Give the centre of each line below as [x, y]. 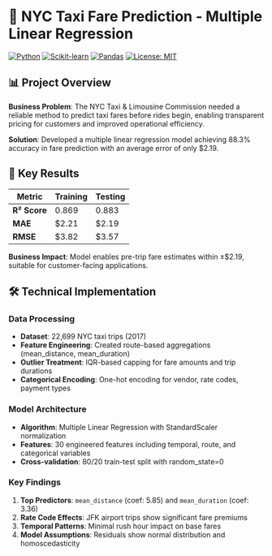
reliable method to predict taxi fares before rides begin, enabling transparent [136, 115]
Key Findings [35, 482]
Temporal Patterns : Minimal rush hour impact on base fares [121, 526]
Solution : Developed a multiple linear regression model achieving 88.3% [130, 139]
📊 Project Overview [60, 83]
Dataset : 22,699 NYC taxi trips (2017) [83, 337]
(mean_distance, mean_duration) [75, 354]
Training [71, 196]
